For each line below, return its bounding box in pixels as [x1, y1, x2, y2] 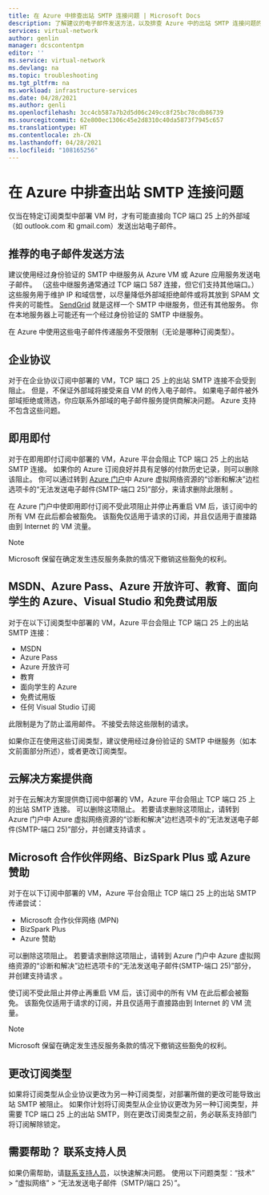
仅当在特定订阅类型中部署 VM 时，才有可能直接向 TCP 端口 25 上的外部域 [8, 211, 251, 221]
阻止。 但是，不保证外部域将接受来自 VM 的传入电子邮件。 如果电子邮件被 [8, 385, 252, 395]
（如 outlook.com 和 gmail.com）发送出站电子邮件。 [8, 222, 181, 231]
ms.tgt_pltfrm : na [8, 79, 70, 87]
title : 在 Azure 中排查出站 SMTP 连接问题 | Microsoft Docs [8, 11, 201, 20]
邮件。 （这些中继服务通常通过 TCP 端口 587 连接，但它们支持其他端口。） [14, 280, 259, 290]
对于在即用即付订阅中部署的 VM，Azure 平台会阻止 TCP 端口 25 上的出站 [8, 454, 249, 464]
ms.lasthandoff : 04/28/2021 [8, 138, 102, 147]
